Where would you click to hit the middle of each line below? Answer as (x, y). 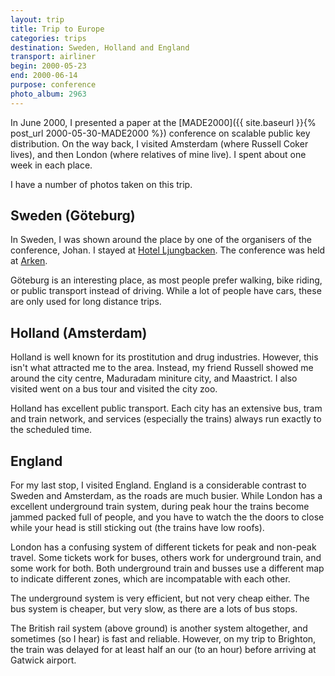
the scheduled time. (51, 430)
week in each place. (51, 165)
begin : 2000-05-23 (48, 66)
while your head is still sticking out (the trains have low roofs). (137, 528)
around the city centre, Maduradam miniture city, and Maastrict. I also (154, 378)
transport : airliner (53, 57)
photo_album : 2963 (48, 94)
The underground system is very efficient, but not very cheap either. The (160, 598)
